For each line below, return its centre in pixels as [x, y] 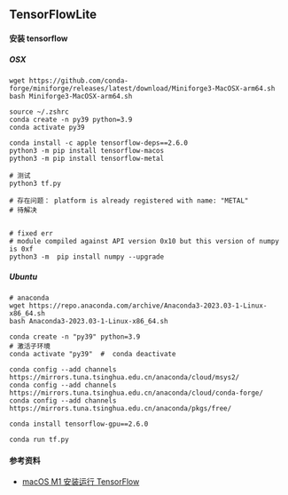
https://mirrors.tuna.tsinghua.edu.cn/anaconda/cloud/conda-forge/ [136, 393]
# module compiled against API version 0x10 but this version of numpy [144, 241]
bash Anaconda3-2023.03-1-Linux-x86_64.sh [89, 321]
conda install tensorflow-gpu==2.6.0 [79, 424]
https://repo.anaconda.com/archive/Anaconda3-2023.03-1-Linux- [148, 306]
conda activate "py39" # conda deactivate [93, 354]
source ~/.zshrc [39, 112]
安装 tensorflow [39, 38]
